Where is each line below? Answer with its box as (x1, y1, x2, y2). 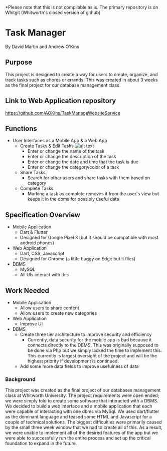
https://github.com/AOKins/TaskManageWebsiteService (5, 110, 121, 116)
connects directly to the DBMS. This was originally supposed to (27, 342, 159, 348)
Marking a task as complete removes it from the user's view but (27, 191, 159, 197)
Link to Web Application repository (5, 97, 116, 105)
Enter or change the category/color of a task (27, 164, 119, 170)
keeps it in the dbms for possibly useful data (27, 196, 119, 202)
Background (5, 375, 36, 382)
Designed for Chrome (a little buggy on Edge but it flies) (20, 256, 136, 262)
